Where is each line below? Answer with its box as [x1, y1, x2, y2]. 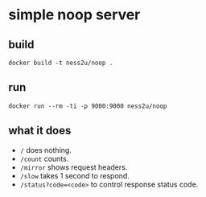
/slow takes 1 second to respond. [19, 170, 130, 180]
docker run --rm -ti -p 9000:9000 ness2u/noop [8, 102, 167, 110]
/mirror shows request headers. [19, 162, 128, 172]
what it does [8, 124, 72, 137]
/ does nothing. [19, 145, 72, 154]
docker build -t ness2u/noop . [8, 59, 113, 67]
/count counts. [19, 154, 69, 163]
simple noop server [8, 6, 141, 24]
